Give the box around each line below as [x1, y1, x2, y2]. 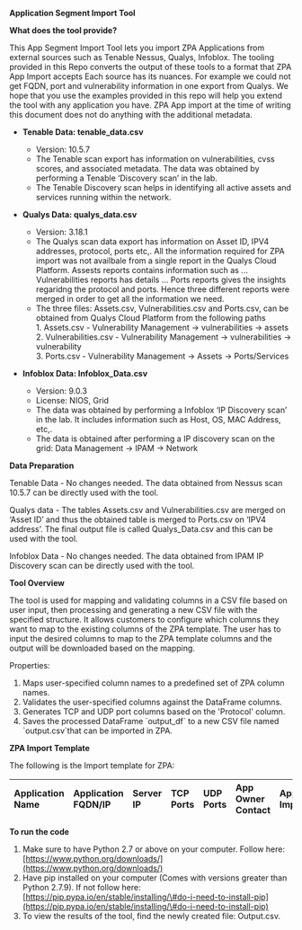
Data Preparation [9, 460, 75, 471]
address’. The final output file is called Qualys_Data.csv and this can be [9, 524, 273, 534]
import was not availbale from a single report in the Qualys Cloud [35, 255, 277, 266]
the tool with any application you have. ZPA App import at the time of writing [9, 100, 292, 111]
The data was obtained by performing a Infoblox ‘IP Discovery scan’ [35, 404, 288, 415]
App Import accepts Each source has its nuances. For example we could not [9, 71, 291, 82]
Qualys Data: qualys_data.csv [22, 209, 138, 219]
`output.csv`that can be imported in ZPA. [22, 725, 173, 736]
